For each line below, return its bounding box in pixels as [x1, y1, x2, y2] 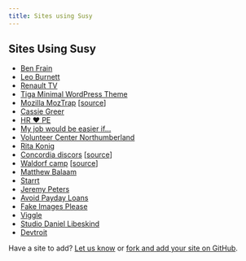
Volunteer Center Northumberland [20, 133, 135, 142]
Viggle [20, 211, 42, 220]
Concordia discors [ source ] [20, 150, 112, 159]
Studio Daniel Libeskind [20, 219, 100, 228]
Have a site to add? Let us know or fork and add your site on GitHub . [8, 243, 239, 253]
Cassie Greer [20, 107, 65, 116]
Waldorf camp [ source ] [20, 159, 99, 168]
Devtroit [20, 228, 47, 237]
